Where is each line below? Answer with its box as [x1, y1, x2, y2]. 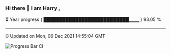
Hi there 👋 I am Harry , [5, 5, 61, 12]
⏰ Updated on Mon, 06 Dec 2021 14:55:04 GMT [5, 33, 105, 39]
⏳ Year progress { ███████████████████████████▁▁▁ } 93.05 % [5, 16, 161, 22]
